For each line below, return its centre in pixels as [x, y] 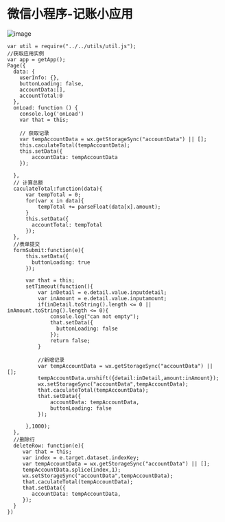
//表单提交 [27, 244]
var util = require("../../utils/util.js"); [72, 46]
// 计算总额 [28, 182]
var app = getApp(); [37, 59]
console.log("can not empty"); [95, 316]
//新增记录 [51, 360]
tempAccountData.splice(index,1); [72, 470]
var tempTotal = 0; [53, 195]
